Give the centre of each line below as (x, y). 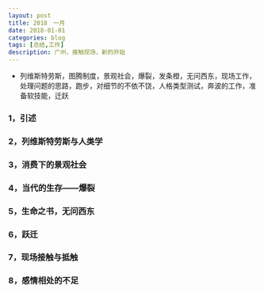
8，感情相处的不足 (44, 280)
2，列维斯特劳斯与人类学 (55, 141)
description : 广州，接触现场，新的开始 (67, 52)
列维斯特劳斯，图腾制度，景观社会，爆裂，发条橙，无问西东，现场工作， (138, 76)
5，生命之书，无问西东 (52, 211)
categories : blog (37, 38)
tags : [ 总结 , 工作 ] (36, 45)
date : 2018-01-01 (37, 30)
